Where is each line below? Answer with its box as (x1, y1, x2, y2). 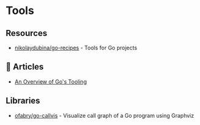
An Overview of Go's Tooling (14, 77, 87, 85)
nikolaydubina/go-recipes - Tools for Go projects (14, 44, 138, 51)
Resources (5, 28, 48, 38)
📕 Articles (5, 62, 44, 72)
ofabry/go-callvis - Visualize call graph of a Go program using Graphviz (14, 112, 195, 119)
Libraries (5, 96, 40, 106)
